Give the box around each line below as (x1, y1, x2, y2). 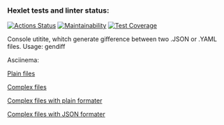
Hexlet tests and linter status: (7, 6, 110, 15)
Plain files (7, 69, 36, 78)
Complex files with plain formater (7, 96, 103, 105)
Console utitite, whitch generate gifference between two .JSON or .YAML (7, 35, 218, 43)
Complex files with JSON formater (7, 110, 106, 119)
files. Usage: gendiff (7, 43, 66, 51)
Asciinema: (7, 56, 40, 64)
